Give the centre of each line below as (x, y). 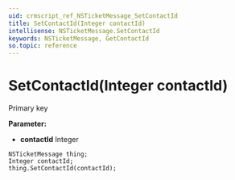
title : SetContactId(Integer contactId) (77, 23)
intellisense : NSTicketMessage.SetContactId (84, 31)
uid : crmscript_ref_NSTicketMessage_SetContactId (93, 16)
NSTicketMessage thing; (48, 154)
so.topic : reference (43, 46)
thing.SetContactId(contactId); (62, 169)
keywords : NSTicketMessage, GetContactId (79, 38)
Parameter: (27, 124)
